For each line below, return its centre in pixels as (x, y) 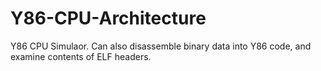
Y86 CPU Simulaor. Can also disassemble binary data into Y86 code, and (161, 46)
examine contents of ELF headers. (81, 56)
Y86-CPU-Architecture (108, 18)
